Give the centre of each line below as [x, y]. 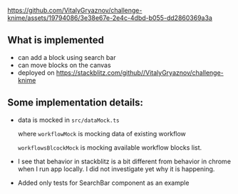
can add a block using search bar [67, 57]
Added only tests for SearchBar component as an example [103, 183]
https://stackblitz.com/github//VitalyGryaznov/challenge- [140, 72]
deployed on [36, 72]
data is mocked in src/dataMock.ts [68, 120]
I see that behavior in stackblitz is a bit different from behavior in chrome [124, 161]
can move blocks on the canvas [64, 65]
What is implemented [56, 40]
